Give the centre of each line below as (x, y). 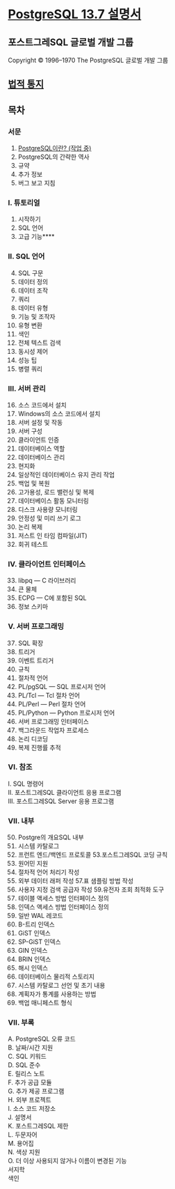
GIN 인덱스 (33, 951)
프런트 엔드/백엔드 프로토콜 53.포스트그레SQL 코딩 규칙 (93, 855)
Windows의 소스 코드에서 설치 (59, 413)
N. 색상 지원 (24, 1152)
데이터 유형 (33, 308)
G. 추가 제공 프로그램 (36, 1091)
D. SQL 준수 (24, 1065)
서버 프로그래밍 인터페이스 (53, 721)
